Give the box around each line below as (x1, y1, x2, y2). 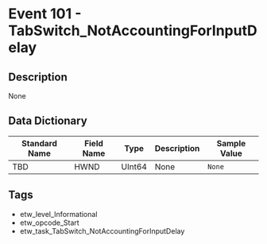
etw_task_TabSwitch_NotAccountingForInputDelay (19, 226, 185, 235)
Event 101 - (8, 5, 82, 23)
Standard (21, 137, 57, 149)
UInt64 (121, 161, 147, 172)
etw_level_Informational (19, 209, 98, 219)
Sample (216, 137, 246, 149)
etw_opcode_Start (19, 218, 79, 227)
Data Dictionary (8, 114, 87, 128)
